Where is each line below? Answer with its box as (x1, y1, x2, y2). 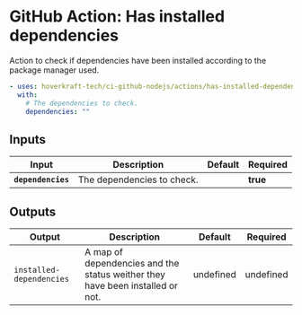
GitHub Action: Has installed (9, 6, 226, 27)
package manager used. (9, 65, 100, 75)
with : (17, 90, 39, 100)
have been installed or (84, 280, 178, 293)
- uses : (9, 82, 39, 91)
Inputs (9, 132, 47, 147)
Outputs (9, 204, 57, 219)
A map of (84, 246, 124, 258)
